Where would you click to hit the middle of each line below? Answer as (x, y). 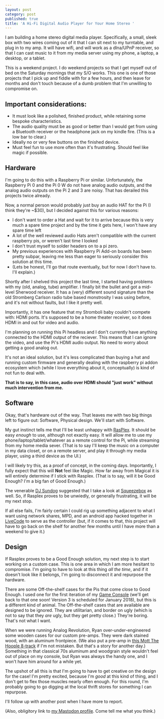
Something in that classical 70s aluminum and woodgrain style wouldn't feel (82, 651)
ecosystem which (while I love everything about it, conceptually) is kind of (80, 367)
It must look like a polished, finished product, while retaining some (79, 116)
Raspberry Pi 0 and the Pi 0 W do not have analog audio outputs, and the (79, 185)
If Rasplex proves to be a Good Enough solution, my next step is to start (77, 559)
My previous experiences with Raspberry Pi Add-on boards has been (82, 251)
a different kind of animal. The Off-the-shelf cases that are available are (77, 605)
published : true (22, 19)
